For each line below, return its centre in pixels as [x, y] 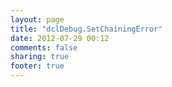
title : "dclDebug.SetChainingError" [86, 29]
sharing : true [40, 57]
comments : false [44, 47]
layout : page [37, 19]
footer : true [37, 66]
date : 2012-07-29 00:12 [60, 38]
